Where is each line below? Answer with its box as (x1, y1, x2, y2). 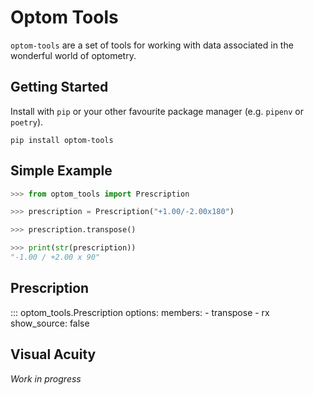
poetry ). (10, 116, 44, 128)
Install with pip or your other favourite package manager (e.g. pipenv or (10, 105, 304, 117)
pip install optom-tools (10, 135, 114, 145)
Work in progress (10, 372, 82, 385)
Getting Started (10, 79, 109, 96)
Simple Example (10, 162, 113, 180)
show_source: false (10, 317, 90, 329)
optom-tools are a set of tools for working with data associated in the (10, 39, 294, 51)
